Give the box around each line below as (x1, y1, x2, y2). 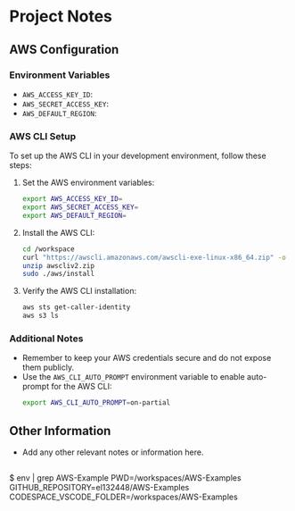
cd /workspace (21, 244, 75, 254)
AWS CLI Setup (9, 130, 77, 142)
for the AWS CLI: (51, 381, 113, 392)
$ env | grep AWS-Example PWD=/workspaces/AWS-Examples (9, 473, 242, 483)
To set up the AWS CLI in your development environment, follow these (9, 150, 266, 162)
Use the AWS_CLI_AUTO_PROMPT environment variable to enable (21, 372, 245, 382)
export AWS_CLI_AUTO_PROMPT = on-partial (21, 398, 171, 407)
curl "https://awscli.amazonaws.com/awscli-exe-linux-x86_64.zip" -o (21, 253, 287, 262)
